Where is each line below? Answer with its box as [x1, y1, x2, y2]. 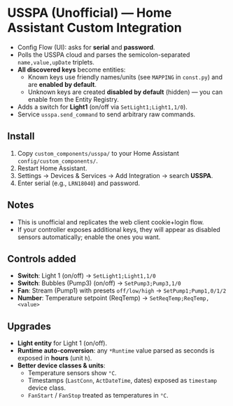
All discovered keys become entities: [17, 65, 126, 74]
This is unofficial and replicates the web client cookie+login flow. [17, 217, 204, 226]
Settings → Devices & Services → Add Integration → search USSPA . [17, 171, 213, 180]
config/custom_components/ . [17, 156, 98, 165]
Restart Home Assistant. [17, 163, 87, 172]
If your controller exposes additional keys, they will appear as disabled [17, 225, 220, 234]
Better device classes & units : [17, 361, 106, 370]
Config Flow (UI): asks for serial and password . [17, 43, 155, 51]
